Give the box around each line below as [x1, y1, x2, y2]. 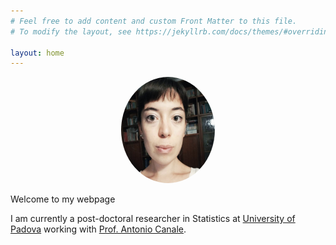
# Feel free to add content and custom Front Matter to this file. [10, 16, 298, 26]
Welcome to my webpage [10, 193, 116, 205]
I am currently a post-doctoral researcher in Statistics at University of [10, 213, 296, 225]
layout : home [10, 48, 65, 58]
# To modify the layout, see [10, 26, 132, 37]
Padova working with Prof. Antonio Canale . [10, 223, 187, 235]
